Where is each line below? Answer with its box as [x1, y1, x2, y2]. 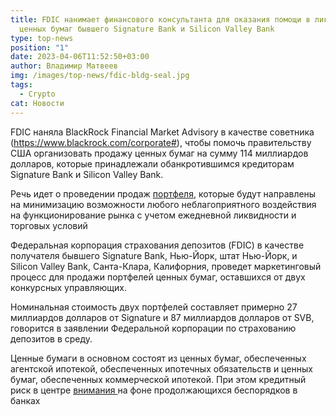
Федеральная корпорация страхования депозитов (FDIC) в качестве [10, 239, 305, 251]
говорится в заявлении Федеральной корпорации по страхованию [10, 322, 297, 334]
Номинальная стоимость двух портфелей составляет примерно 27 [10, 301, 298, 313]
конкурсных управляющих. [10, 281, 127, 293]
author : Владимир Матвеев [10, 61, 118, 71]
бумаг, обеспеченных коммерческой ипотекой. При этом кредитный [10, 373, 307, 385]
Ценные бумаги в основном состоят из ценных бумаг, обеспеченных [10, 352, 307, 364]
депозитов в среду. [10, 332, 93, 345]
